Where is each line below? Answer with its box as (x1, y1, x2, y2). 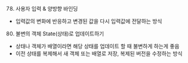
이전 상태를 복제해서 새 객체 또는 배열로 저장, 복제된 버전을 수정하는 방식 (15, 50, 183, 57)
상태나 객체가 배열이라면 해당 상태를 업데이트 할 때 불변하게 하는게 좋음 (15, 43, 180, 49)
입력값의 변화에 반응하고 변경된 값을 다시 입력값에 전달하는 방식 (15, 18, 162, 25)
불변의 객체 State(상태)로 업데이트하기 (15, 30, 104, 37)
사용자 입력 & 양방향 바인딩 (15, 5, 78, 12)
